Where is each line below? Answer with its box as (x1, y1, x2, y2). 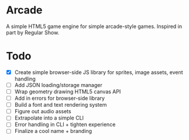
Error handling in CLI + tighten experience (14, 121, 116, 128)
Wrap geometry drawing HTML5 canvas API (14, 88, 121, 95)
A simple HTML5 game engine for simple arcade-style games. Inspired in (6, 23, 183, 30)
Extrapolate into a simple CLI (14, 114, 84, 121)
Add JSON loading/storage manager (14, 81, 102, 88)
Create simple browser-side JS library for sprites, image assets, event (14, 68, 183, 76)
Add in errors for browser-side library (14, 94, 105, 102)
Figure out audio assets (14, 108, 71, 115)
